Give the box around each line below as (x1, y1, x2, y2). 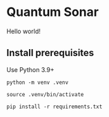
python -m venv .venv (6, 79, 69, 86)
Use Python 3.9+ (6, 65, 54, 73)
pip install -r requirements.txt (6, 103, 103, 110)
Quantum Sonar (6, 4, 99, 20)
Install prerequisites (6, 47, 95, 59)
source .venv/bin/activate (6, 91, 84, 98)
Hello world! (6, 27, 41, 35)
